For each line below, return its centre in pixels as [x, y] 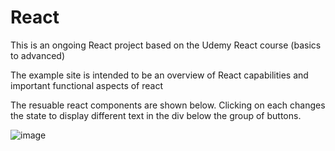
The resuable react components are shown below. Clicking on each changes [168, 105]
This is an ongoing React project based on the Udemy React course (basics [166, 45]
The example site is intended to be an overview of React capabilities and [159, 75]
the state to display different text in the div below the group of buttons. [156, 115]
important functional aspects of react [87, 85]
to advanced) [38, 55]
